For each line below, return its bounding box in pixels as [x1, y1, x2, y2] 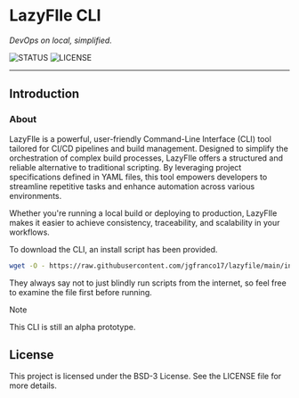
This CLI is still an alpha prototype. [9, 321, 136, 332]
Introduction [9, 87, 80, 102]
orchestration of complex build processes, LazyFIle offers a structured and [9, 153, 283, 163]
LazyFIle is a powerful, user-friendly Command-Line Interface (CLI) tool [9, 133, 271, 144]
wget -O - [9, 261, 46, 270]
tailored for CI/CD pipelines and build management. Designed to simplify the [9, 143, 289, 153]
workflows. [9, 227, 51, 237]
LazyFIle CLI [9, 5, 101, 26]
